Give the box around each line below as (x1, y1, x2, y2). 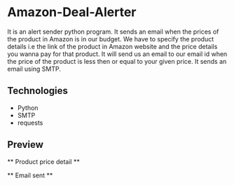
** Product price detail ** (7, 157, 81, 165)
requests (17, 118, 43, 127)
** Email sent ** (7, 171, 53, 179)
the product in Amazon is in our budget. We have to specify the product (7, 34, 214, 43)
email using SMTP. (7, 64, 62, 73)
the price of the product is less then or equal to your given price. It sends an (7, 57, 227, 65)
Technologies (7, 85, 69, 97)
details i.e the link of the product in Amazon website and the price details (7, 42, 218, 50)
